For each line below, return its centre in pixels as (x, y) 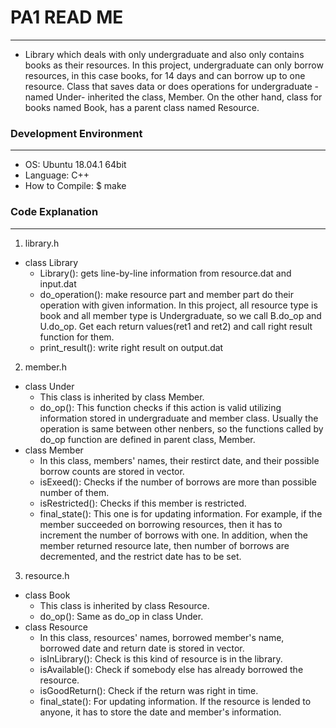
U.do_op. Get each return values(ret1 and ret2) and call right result (176, 326)
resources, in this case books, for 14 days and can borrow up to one (165, 75)
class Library (51, 262)
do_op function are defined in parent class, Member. (147, 439)
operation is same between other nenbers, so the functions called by (181, 428)
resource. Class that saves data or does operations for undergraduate (168, 86)
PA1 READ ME (67, 17)
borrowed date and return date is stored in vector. (142, 648)
